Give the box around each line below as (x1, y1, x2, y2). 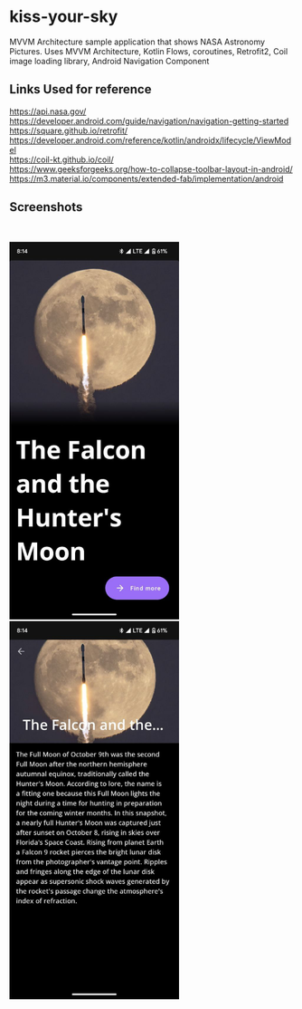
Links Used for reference (9, 82, 152, 97)
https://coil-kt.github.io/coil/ (9, 154, 115, 165)
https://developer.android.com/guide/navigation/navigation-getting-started (9, 115, 289, 126)
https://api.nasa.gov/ (9, 106, 87, 117)
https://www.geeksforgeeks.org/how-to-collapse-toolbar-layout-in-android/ (9, 163, 294, 174)
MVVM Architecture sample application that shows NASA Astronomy (9, 36, 265, 47)
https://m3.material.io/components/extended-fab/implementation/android (9, 173, 284, 184)
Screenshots (9, 199, 83, 215)
